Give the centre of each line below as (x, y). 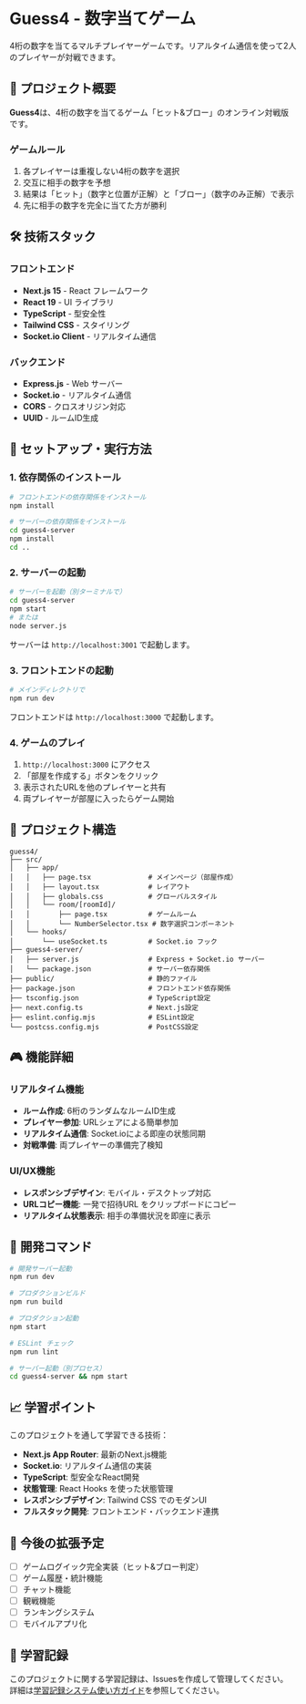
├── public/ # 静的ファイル (103, 978)
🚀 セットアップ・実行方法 (81, 449)
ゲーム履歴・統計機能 (62, 1578)
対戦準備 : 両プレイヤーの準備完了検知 (93, 1145)
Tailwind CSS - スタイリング (76, 325)
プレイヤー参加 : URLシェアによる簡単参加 (101, 1122)
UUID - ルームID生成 (61, 418)
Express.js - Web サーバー (72, 384)
